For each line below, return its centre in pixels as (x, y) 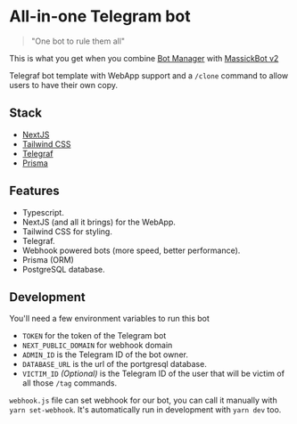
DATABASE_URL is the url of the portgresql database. (114, 364)
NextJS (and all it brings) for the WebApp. (99, 222)
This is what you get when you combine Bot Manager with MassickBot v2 (144, 58)
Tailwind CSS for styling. (67, 231)
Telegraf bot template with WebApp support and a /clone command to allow (149, 75)
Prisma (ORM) (48, 259)
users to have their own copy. (64, 85)
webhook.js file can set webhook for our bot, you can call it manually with (144, 400)
